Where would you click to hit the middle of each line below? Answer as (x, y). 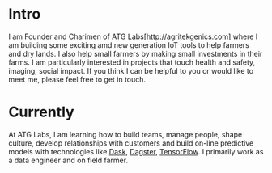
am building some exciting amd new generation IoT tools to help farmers (129, 44)
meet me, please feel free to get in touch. (77, 79)
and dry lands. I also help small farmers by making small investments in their (136, 53)
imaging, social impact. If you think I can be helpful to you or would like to (131, 70)
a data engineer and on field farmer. (68, 160)
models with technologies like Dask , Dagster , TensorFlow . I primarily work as (136, 151)
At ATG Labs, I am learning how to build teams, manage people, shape (125, 134)
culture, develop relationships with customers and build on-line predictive (131, 143)
